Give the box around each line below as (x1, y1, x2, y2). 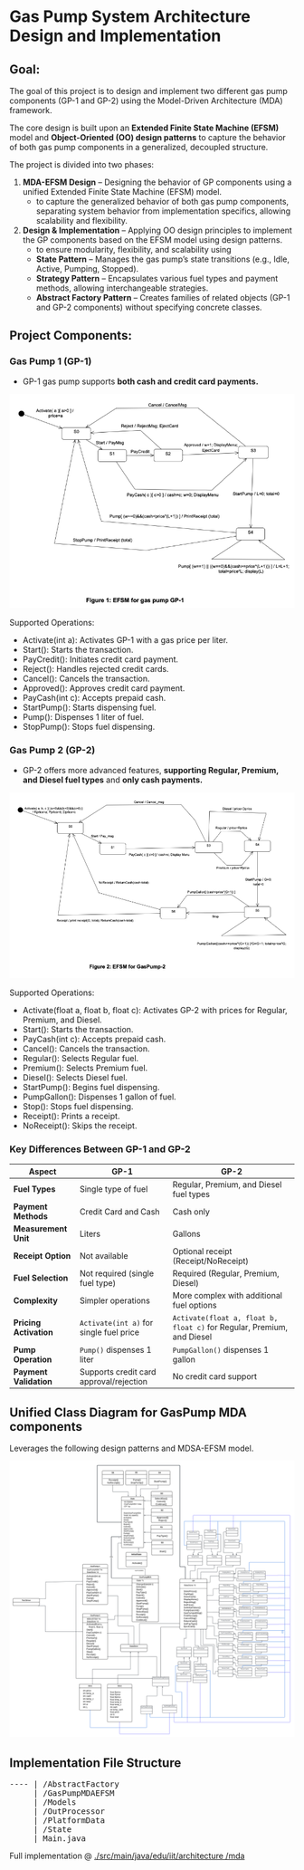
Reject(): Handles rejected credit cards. (22, 664, 169, 675)
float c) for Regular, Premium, (172, 1322, 288, 1333)
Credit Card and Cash (80, 1206, 160, 1217)
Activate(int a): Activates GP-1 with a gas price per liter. (22, 635, 229, 646)
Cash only (172, 1206, 211, 1217)
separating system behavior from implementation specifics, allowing (35, 206, 291, 216)
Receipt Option (13, 1251, 71, 1261)
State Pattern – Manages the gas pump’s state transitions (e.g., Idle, (35, 254, 290, 264)
